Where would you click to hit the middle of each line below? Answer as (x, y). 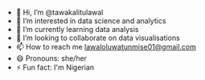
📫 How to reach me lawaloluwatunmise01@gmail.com (106, 47)
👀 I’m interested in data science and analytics (91, 21)
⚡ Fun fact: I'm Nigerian (55, 67)
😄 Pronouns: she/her (51, 58)
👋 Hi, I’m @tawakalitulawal (59, 12)
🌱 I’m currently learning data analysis (77, 29)
